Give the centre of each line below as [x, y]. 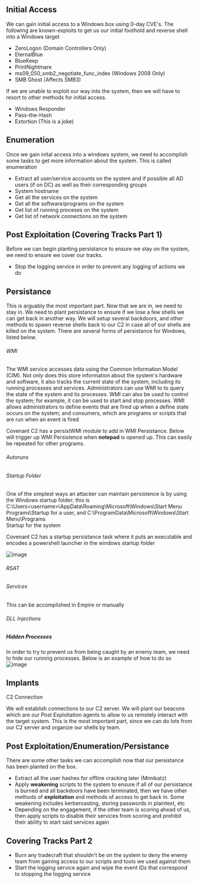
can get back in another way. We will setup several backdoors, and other [95, 319]
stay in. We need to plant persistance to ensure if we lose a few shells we [95, 312]
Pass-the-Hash [33, 115]
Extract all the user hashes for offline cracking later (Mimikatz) [90, 778]
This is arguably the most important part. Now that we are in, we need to [94, 306]
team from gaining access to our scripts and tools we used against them [103, 862]
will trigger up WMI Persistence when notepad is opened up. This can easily [99, 437]
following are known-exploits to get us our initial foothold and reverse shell [97, 30]
